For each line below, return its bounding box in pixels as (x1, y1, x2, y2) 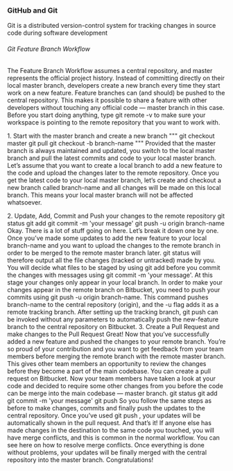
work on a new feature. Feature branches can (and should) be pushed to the (7, 88, 225, 97)
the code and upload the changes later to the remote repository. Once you (7, 168, 220, 177)
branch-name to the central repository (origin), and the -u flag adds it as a (7, 300, 219, 308)
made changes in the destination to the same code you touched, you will (7, 426, 215, 434)
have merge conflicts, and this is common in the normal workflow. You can (7, 433, 221, 442)
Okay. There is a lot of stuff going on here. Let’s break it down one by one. (7, 226, 219, 234)
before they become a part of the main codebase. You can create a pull (7, 367, 212, 375)
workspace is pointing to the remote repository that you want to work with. (7, 118, 221, 127)
